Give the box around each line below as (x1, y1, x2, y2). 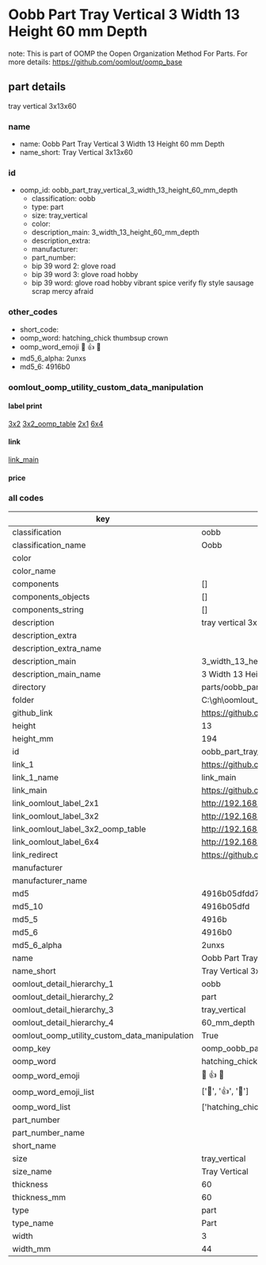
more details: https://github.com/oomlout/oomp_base (8, 57, 183, 67)
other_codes (8, 307, 58, 318)
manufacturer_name (12, 875, 88, 886)
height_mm (12, 733, 54, 744)
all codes (8, 492, 44, 503)
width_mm (12, 1243, 51, 1254)
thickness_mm (12, 1191, 66, 1202)
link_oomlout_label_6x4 (12, 836, 100, 847)
